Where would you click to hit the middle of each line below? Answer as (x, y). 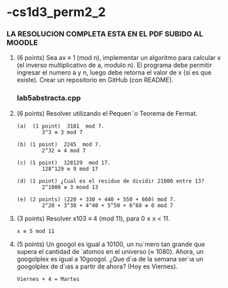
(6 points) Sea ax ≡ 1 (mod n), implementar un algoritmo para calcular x (119, 58)
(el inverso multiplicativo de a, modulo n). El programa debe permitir (114, 65)
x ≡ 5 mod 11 (36, 231)
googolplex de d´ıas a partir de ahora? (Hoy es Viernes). (97, 266)
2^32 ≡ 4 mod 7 (64, 151)
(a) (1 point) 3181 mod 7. (61, 126)
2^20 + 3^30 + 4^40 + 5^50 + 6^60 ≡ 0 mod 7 (108, 205)
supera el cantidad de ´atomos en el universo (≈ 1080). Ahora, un (110, 251)
